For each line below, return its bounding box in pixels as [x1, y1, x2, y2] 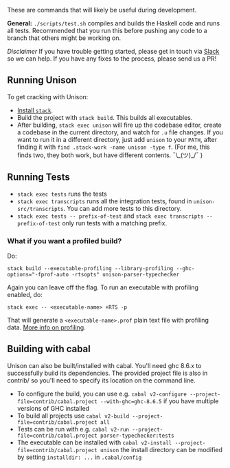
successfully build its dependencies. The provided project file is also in [7, 369, 208, 377]
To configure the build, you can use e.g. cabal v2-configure [16, 389, 187, 398]
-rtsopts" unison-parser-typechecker [71, 271, 180, 278]
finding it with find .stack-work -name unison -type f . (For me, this [16, 143, 211, 151]
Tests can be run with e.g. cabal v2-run [16, 425, 129, 433]
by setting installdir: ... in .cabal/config [16, 453, 142, 461]
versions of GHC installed [16, 404, 90, 412]
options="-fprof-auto [7, 271, 69, 278]
